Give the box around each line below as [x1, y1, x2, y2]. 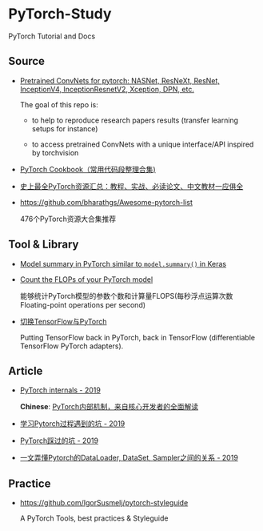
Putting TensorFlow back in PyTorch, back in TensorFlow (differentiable [19, 332, 256, 342]
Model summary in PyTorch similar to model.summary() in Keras [19, 259, 226, 268]
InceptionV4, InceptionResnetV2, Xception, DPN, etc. [19, 84, 194, 94]
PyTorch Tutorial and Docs [8, 31, 96, 41]
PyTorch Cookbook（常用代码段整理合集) [19, 164, 156, 174]
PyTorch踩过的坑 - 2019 [19, 436, 98, 445]
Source [8, 54, 46, 68]
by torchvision [31, 147, 79, 157]
